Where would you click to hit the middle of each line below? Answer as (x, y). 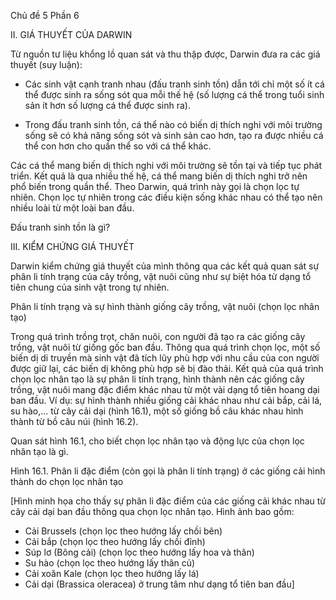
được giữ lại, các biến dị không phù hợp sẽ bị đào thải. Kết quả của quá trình (167, 368)
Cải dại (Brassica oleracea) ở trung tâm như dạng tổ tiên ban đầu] (159, 584)
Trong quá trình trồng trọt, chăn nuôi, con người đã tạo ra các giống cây (158, 336)
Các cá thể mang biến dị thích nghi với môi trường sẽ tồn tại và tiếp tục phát (166, 165)
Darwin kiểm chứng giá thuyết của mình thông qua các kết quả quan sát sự (165, 266)
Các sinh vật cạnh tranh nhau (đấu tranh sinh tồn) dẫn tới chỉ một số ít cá (174, 84)
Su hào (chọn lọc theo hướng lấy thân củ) (110, 563)
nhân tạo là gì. (39, 451)
